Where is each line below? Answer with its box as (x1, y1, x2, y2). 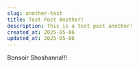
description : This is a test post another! (7, 22, 134, 29)
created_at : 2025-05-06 (7, 28, 75, 36)
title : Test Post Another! (7, 16, 84, 23)
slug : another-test (7, 9, 63, 17)
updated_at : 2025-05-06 (7, 35, 75, 42)
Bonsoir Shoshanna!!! (7, 53, 67, 62)
